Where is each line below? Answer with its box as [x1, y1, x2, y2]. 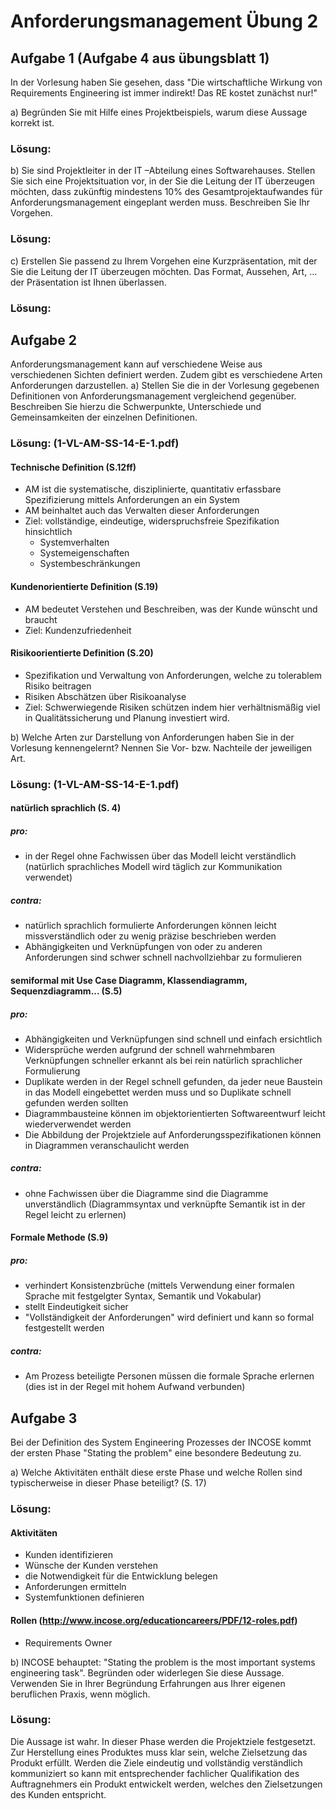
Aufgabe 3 [10, 1410, 78, 1427]
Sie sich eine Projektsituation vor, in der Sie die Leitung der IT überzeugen [10, 175, 316, 187]
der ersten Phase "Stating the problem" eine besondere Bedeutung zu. [10, 1447, 302, 1459]
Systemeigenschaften [39, 547, 130, 559]
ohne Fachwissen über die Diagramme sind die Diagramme [24, 1187, 269, 1199]
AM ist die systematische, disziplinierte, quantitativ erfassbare [24, 483, 282, 495]
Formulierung [24, 1065, 81, 1077]
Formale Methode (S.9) [10, 1231, 109, 1244]
